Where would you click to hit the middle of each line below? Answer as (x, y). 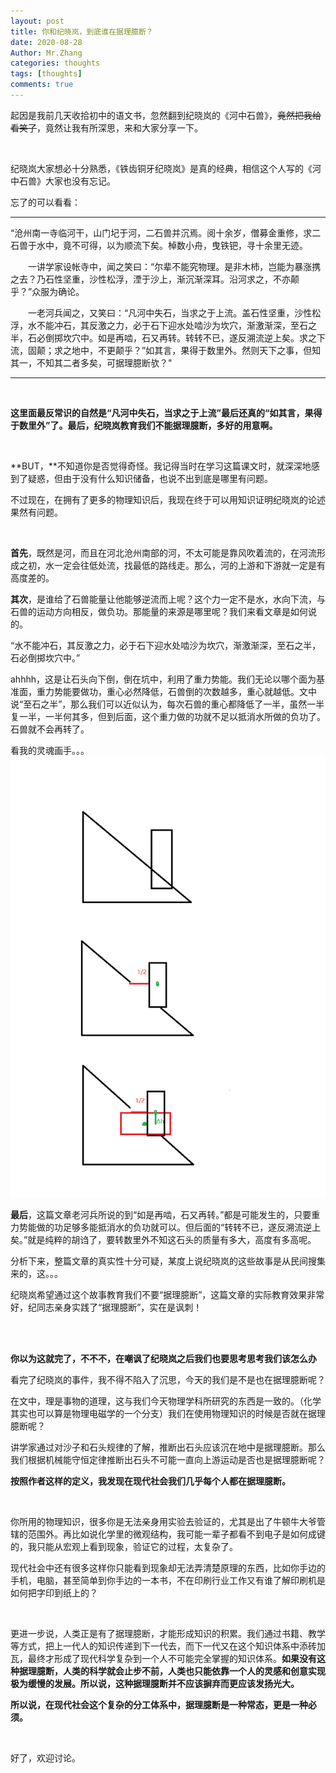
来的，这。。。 (36, 1273)
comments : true (42, 85)
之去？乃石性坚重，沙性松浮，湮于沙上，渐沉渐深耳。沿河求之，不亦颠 (155, 279)
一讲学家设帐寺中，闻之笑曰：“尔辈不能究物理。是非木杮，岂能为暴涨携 (174, 266)
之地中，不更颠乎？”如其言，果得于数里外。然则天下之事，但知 (192, 350)
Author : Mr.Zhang (46, 53)
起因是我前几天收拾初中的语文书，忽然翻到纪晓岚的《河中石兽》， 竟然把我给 (166, 115)
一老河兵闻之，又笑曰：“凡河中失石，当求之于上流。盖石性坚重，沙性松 (174, 312)
